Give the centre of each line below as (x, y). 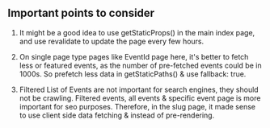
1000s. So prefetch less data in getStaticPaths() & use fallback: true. (133, 74)
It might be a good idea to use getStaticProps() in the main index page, (137, 32)
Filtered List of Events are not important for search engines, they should (139, 89)
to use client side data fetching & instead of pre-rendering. (117, 115)
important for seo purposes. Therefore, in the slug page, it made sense (137, 106)
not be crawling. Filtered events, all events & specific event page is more (140, 98)
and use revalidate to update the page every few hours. (112, 41)
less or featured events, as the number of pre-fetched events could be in (140, 65)
